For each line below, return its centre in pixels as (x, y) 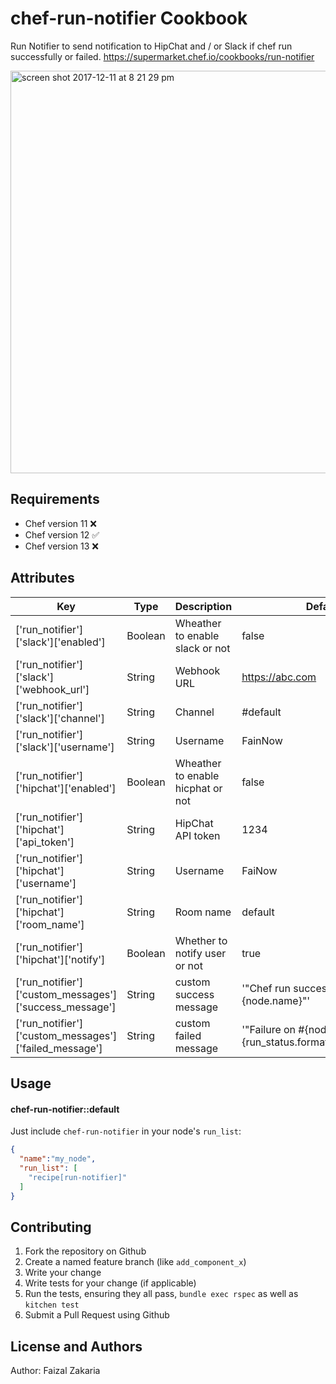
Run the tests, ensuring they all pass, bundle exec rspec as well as (161, 1294)
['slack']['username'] (65, 747)
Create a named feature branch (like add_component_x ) (135, 1262)
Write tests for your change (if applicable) (110, 1283)
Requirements (55, 499)
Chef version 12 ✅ (62, 534)
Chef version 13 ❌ (61, 546)
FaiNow (259, 870)
